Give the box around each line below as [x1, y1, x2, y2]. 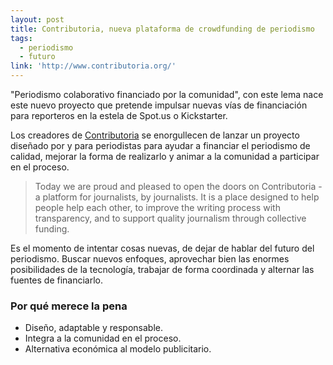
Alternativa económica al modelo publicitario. [24, 343, 212, 355]
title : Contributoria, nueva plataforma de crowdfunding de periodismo [10, 24, 315, 34]
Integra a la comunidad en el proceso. [24, 332, 182, 345]
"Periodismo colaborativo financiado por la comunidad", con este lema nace [10, 89, 324, 100]
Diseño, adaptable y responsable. [24, 322, 163, 334]
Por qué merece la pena [10, 299, 128, 313]
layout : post [10, 14, 65, 25]
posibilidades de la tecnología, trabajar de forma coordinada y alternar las [10, 264, 315, 275]
